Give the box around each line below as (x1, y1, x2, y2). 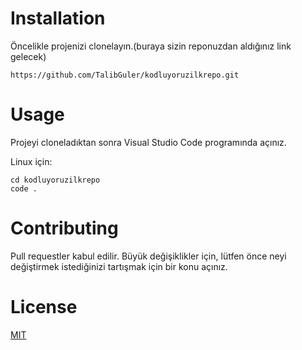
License (10, 296, 78, 318)
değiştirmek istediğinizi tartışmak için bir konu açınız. (10, 260, 228, 272)
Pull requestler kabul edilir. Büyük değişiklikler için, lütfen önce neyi (10, 250, 287, 262)
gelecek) (10, 50, 47, 62)
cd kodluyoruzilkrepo (10, 175, 101, 185)
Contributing (10, 217, 119, 240)
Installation (10, 7, 106, 30)
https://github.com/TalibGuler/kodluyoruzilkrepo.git (10, 70, 240, 80)
